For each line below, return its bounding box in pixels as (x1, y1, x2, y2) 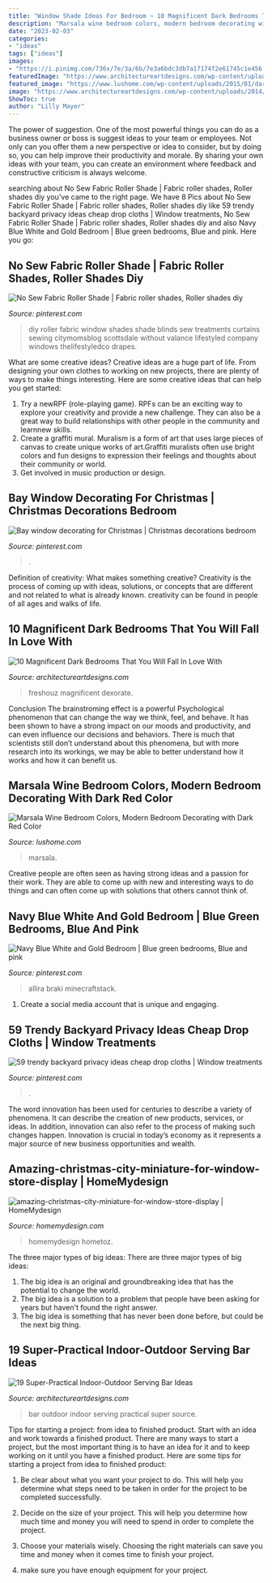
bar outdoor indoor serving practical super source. (28, 1409, 198, 1418)
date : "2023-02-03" (8, 27, 74, 35)
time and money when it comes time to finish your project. (19, 1549, 215, 1559)
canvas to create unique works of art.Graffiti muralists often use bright (19, 441, 255, 451)
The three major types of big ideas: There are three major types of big (8, 1252, 242, 1262)
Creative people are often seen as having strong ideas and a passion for (8, 869, 249, 879)
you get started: (8, 383, 62, 393)
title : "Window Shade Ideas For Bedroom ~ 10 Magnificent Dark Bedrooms (8, 11, 259, 20)
